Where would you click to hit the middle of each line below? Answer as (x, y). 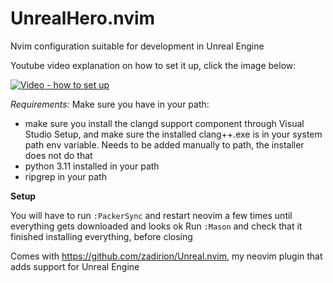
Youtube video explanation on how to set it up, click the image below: (153, 65)
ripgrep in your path (65, 176)
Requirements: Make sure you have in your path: (110, 104)
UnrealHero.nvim (83, 18)
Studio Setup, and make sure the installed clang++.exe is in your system (173, 134)
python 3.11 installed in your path (92, 166)
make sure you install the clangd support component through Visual (164, 123)
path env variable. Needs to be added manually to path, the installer (164, 144)
